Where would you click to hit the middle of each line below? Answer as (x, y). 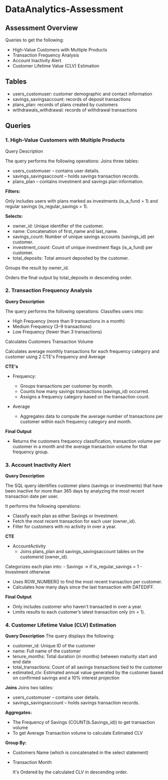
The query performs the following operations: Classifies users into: (74, 311)
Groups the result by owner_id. (37, 268)
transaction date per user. (32, 496)
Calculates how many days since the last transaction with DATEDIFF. (83, 587)
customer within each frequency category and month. (76, 422)
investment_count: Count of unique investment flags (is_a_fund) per (82, 247)
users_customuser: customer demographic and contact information (82, 94)
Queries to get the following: (35, 40)
